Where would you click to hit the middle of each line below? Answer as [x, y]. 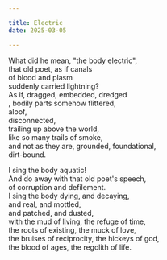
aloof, [18, 111]
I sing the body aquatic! [48, 170]
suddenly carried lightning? [54, 86]
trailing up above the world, [54, 129]
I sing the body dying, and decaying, [69, 196]
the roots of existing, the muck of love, [73, 229]
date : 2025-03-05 [38, 30]
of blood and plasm [40, 77]
